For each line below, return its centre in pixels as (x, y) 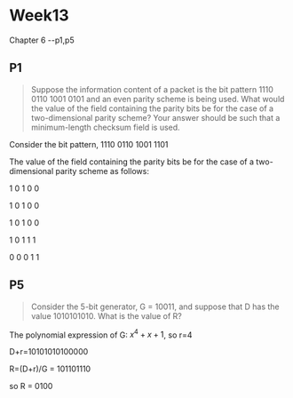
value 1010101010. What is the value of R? (106, 315)
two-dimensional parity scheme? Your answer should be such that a (155, 117)
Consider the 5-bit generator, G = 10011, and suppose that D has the (155, 306)
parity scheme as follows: (102, 171)
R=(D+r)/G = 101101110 (50, 369)
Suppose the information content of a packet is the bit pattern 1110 (152, 89)
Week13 (39, 16)
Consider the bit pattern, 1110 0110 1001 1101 (89, 144)
